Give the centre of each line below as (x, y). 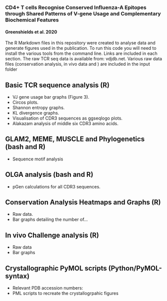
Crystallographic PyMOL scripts (56, 268)
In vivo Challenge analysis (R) (52, 235)
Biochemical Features (32, 20)
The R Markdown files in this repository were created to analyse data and (80, 43)
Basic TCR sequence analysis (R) (57, 85)
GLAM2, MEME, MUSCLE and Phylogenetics (75, 139)
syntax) (17, 276)
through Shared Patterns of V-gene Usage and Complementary (83, 13)
